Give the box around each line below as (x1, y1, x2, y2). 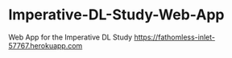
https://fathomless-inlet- (134, 32, 216, 42)
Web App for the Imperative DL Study (8, 32, 133, 42)
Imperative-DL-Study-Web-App (8, 6, 225, 24)
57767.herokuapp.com (8, 40, 83, 50)
